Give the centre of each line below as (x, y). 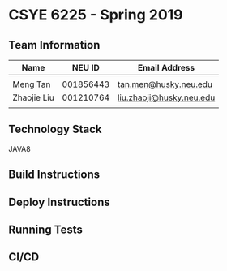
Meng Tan (32, 84)
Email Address (166, 68)
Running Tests (45, 229)
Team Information (54, 45)
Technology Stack (55, 129)
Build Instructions (54, 175)
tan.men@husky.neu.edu (165, 84)
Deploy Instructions (60, 202)
